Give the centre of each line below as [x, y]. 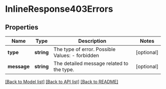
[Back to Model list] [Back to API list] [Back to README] [62, 82]
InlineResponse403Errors [59, 9]
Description [92, 41]
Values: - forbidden [76, 55]
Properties [22, 27]
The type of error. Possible [85, 49]
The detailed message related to [91, 63]
